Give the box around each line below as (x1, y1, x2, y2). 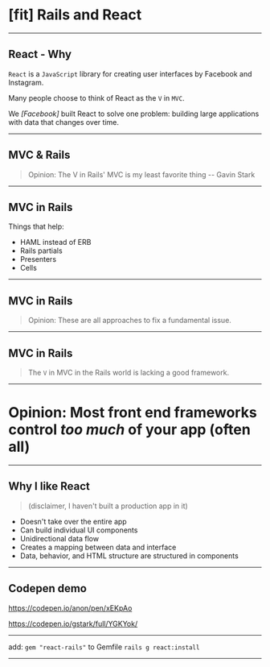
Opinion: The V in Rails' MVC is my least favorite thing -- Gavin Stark (27, 169, 256, 179)
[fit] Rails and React (8, 6, 142, 24)
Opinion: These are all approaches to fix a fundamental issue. (27, 316, 231, 325)
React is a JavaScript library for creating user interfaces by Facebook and (8, 68, 252, 78)
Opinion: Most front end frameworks (8, 404, 257, 422)
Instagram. (8, 77, 44, 87)
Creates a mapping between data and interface (19, 542, 177, 552)
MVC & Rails (8, 148, 71, 162)
